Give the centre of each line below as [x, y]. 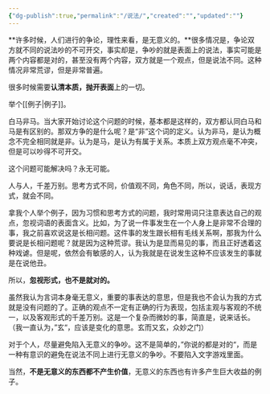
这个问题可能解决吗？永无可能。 [61, 168]
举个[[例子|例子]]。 [39, 104]
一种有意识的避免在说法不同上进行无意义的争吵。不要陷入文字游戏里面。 [128, 354]
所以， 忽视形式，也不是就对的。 [61, 280]
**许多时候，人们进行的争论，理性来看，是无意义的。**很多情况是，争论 [128, 39]
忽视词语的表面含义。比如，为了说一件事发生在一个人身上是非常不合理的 [142, 223]
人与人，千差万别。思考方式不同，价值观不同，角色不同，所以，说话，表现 [131, 185]
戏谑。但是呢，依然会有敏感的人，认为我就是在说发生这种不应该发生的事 [135, 252]
